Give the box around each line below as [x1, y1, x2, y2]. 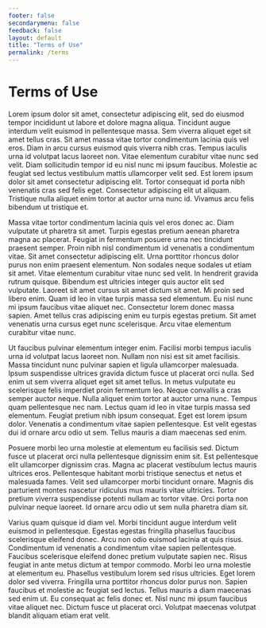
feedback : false [8, 26, 62, 34]
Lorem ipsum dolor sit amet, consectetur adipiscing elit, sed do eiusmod [8, 109, 245, 119]
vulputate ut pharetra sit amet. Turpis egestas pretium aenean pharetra [8, 226, 240, 236]
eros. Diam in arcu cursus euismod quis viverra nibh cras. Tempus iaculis [8, 142, 248, 152]
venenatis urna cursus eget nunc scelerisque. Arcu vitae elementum [8, 319, 232, 329]
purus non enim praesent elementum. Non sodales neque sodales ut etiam [8, 259, 253, 269]
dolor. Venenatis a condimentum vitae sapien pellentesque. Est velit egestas [8, 419, 257, 428]
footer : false [8, 11, 56, 20]
